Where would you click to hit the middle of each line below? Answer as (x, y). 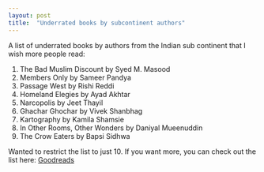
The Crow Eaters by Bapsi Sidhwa (75, 136)
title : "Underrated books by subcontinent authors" (97, 23)
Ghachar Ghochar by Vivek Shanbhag (81, 110)
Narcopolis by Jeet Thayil (61, 103)
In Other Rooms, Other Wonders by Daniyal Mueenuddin (111, 128)
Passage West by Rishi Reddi (67, 86)
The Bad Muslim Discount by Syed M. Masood (95, 69)
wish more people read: (47, 54)
